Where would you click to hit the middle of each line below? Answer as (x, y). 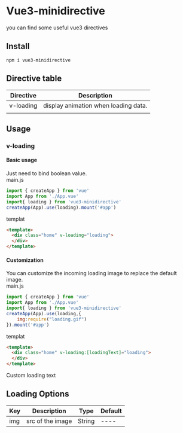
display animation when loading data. (95, 105)
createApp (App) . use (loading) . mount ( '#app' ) (61, 208)
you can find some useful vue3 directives (57, 28)
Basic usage (22, 160)
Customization (25, 260)
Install (18, 46)
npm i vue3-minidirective (38, 60)
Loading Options (38, 394)
